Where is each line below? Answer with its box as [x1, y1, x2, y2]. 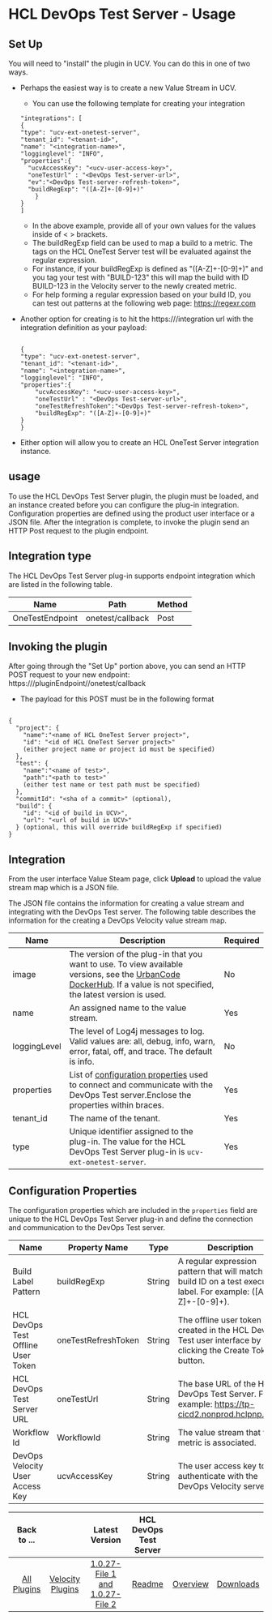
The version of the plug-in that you [69, 949, 203, 960]
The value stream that [177, 1427, 261, 1438]
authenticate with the [177, 1471, 258, 1482]
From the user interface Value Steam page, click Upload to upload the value [8, 874, 261, 884]
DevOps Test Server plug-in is [69, 1146, 185, 1158]
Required [223, 935, 260, 946]
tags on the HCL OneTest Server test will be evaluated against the [32, 246, 252, 256]
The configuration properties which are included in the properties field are [8, 1206, 257, 1215]
